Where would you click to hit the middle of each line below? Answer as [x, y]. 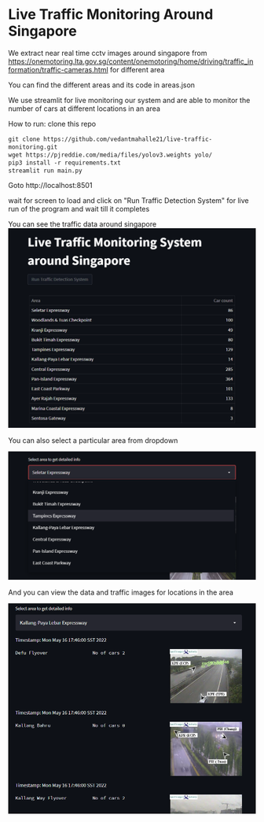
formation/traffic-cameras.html [58, 69]
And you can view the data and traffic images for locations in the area [121, 592]
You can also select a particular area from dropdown [93, 440]
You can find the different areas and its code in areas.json [101, 85]
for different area [137, 69]
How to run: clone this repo [52, 123]
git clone [24, 139]
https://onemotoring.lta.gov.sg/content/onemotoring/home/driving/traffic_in [131, 61]
